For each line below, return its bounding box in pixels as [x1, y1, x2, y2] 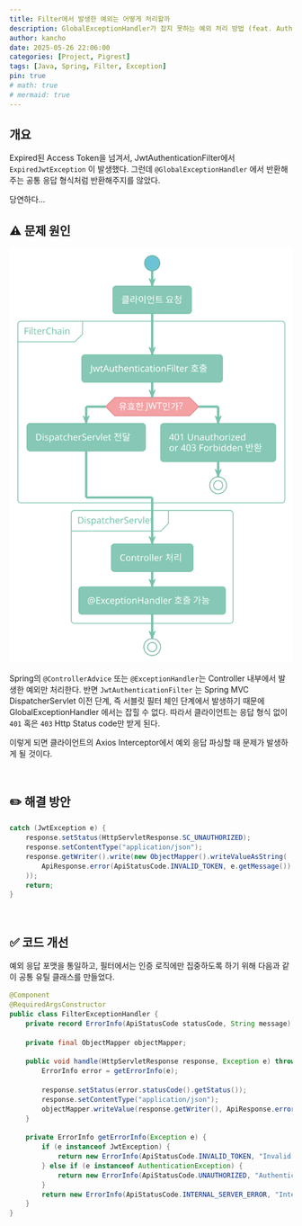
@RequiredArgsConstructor [9, 1000, 106, 1009]
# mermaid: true [9, 90, 70, 99]
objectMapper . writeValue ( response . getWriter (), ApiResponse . [41, 1105, 276, 1114]
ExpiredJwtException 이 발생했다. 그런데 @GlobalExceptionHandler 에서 [9, 164, 265, 175]
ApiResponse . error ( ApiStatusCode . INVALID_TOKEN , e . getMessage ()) [41, 862, 292, 871]
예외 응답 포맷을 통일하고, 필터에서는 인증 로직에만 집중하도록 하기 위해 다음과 [9, 961, 280, 971]
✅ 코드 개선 [9, 935, 69, 950]
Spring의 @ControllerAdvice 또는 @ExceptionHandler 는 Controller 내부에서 [9, 673, 277, 684]
